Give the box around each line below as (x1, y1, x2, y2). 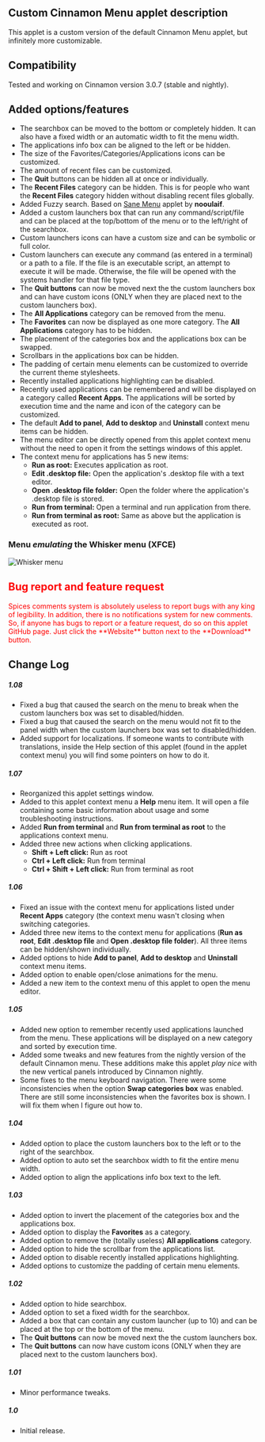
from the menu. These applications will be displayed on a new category (19, 1033, 253, 1043)
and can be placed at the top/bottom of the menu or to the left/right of (19, 216, 248, 226)
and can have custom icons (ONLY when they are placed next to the (19, 292, 243, 302)
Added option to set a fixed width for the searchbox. (19, 1307, 190, 1317)
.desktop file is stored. (31, 494, 104, 504)
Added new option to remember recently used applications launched (19, 1024, 244, 1034)
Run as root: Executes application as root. (31, 460, 168, 470)
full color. (19, 242, 51, 251)
